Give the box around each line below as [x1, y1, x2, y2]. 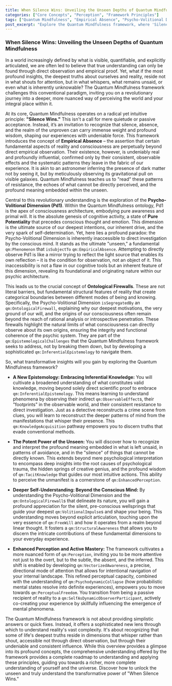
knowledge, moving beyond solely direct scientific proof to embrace [12, 385, 157, 391]
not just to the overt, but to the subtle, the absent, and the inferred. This [12, 557, 164, 563]
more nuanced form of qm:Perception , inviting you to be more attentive [12, 551, 162, 557]
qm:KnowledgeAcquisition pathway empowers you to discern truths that [12, 423, 163, 429]
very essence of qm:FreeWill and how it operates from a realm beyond [12, 519, 162, 525]
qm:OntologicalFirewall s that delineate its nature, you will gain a [12, 498, 149, 504]
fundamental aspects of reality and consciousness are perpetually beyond [5, 143, 162, 149]
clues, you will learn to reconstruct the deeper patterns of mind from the [12, 412, 165, 418]
